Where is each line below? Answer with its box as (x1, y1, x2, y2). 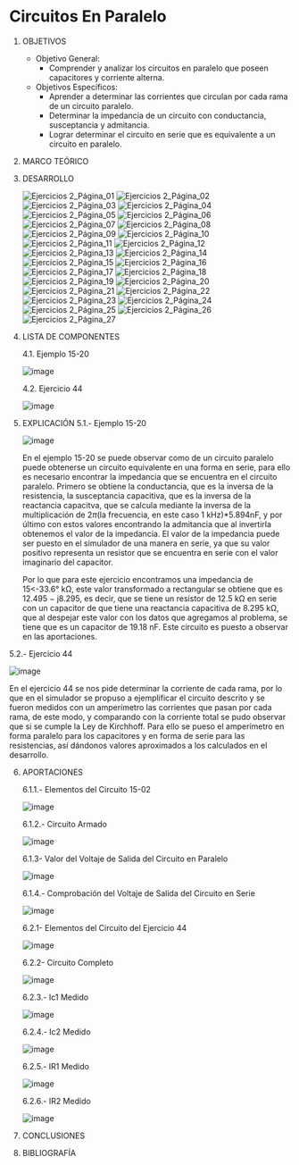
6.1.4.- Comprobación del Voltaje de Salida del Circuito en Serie (21, 887, 256, 899)
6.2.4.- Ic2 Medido (21, 1026, 91, 1037)
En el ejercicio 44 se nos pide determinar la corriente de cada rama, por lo (9, 683, 283, 693)
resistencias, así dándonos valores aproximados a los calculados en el (9, 740, 268, 750)
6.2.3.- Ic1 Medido (21, 992, 89, 1002)
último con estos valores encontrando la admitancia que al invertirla (21, 518, 272, 529)
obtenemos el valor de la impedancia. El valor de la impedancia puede (21, 528, 280, 539)
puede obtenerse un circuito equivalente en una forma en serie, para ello (21, 462, 291, 473)
